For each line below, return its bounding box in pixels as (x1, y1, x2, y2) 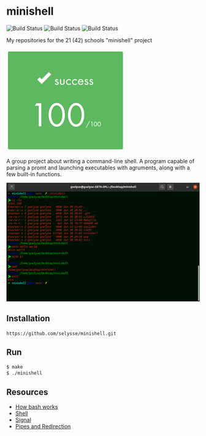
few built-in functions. (6, 170, 63, 177)
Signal (15, 416, 32, 424)
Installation (6, 313, 50, 324)
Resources (6, 387, 48, 397)
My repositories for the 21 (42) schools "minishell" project (6, 36, 153, 44)
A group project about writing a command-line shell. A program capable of (6, 157, 195, 165)
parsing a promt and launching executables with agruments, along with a (6, 164, 190, 171)
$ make (6, 364, 23, 370)
